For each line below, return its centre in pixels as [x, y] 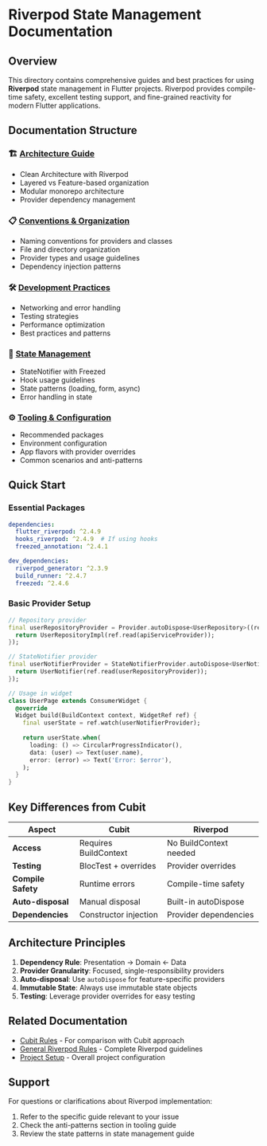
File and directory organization [70, 249]
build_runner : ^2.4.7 [51, 575]
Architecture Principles [67, 943]
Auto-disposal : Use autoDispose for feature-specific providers [122, 979]
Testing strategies [49, 316]
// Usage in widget [41, 693]
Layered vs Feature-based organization [84, 182]
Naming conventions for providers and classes [96, 241]
